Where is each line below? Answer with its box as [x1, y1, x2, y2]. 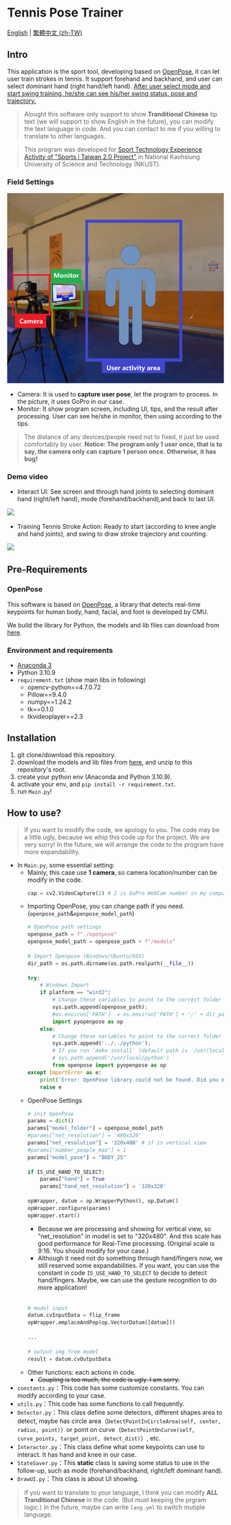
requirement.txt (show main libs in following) [16, 676, 146, 684]
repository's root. [16, 765, 67, 774]
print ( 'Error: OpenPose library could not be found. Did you [40, 1076, 219, 1083]
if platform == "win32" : [40, 989, 111, 996]
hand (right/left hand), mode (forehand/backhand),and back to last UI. [16, 494, 216, 503]
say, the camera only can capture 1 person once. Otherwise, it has [23, 447, 217, 456]
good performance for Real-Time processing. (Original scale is [37, 1239, 215, 1247]
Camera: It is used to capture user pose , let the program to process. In [16, 390, 219, 398]
